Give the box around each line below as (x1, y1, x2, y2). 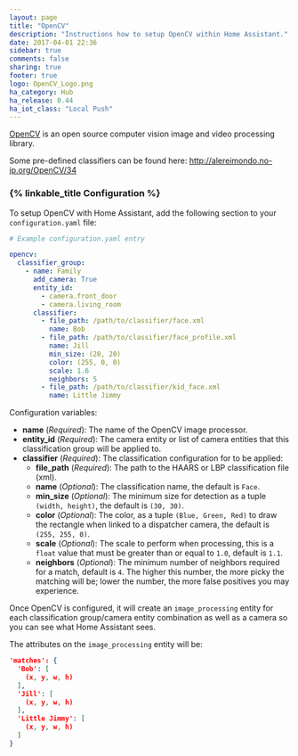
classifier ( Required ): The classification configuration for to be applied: (21, 453, 284, 464)
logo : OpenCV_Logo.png (9, 79, 93, 88)
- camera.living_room (41, 300, 122, 308)
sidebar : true (9, 46, 62, 55)
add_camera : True (32, 275, 98, 284)
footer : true (9, 71, 58, 80)
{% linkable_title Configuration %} (9, 187, 161, 200)
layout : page (9, 12, 58, 22)
